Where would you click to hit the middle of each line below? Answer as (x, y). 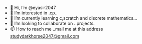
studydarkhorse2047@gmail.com (44, 36)
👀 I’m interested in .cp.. (34, 13)
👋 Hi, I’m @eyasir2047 (33, 8)
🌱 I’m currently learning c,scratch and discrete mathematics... (74, 18)
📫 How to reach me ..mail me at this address (56, 29)
